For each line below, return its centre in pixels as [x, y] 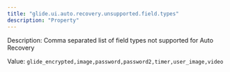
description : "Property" [43, 20]
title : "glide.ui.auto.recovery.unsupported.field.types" [93, 14]
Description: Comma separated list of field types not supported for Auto [110, 40]
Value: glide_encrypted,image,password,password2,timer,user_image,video [115, 61]
